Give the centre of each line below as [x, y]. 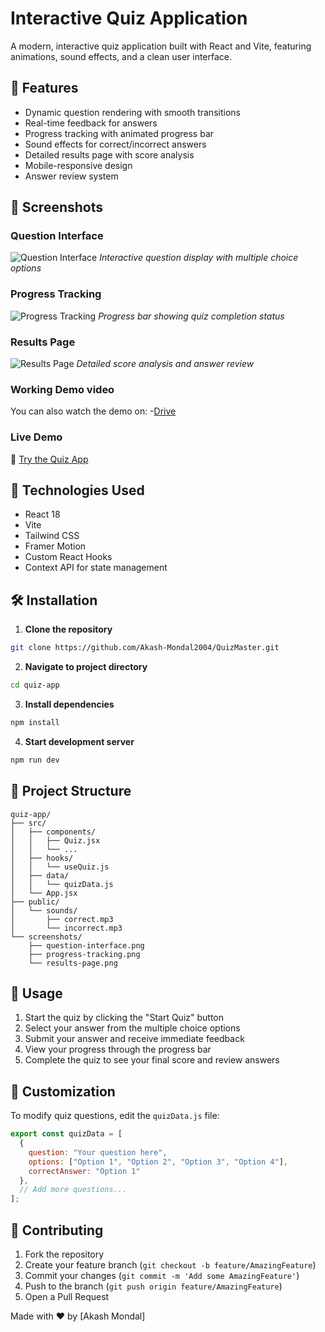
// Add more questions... [73, 1190]
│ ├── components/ [53, 832]
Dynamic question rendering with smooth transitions [132, 112]
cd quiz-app [35, 685]
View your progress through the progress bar [118, 1049]
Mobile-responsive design [78, 165]
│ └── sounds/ [44, 910]
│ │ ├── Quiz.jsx [55, 840]
